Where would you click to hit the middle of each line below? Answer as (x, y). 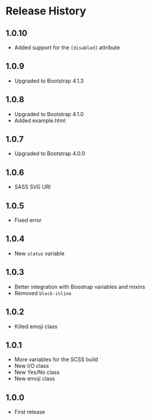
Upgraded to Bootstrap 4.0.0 (49, 153)
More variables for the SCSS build (56, 359)
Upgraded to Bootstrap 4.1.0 (49, 114)
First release (30, 412)
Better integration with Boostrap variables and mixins (80, 286)
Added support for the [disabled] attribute (67, 47)
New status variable (39, 253)
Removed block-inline (43, 293)
